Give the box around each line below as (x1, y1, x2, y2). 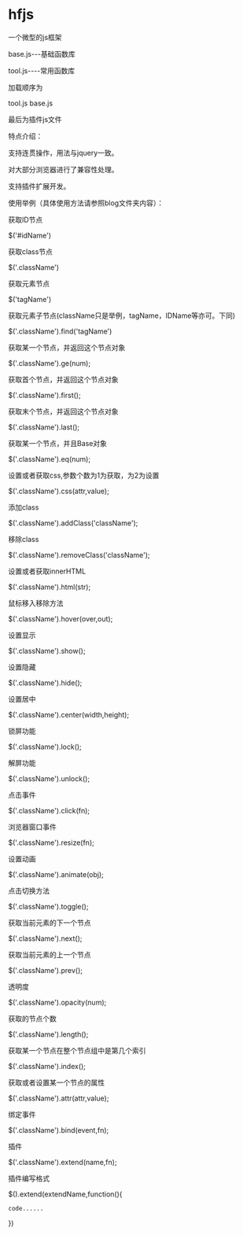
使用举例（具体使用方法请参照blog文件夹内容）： (8, 198, 164, 208)
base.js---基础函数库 (8, 49, 76, 58)
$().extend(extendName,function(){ (8, 1189, 123, 1199)
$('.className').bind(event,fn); (8, 1125, 109, 1134)
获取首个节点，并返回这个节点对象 (8, 374, 119, 384)
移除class (8, 534, 39, 544)
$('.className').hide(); (8, 678, 83, 688)
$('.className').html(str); (8, 582, 91, 592)
